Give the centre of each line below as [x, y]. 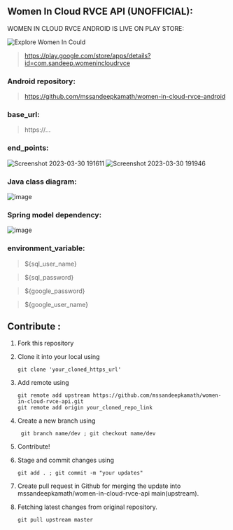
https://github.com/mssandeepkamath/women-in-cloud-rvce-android [125, 97]
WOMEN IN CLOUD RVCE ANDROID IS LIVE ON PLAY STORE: [96, 28]
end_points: [28, 148]
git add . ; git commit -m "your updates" [80, 473]
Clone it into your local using [58, 357]
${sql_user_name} [50, 264]
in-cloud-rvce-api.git [50, 402]
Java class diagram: [42, 182]
